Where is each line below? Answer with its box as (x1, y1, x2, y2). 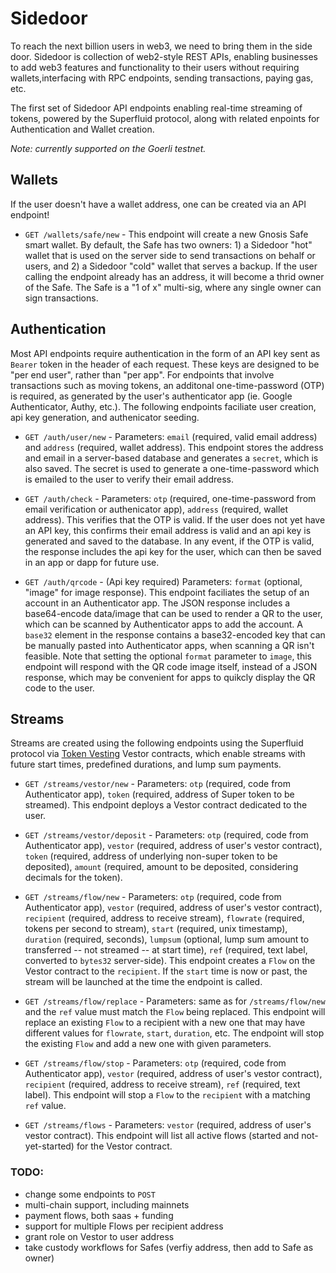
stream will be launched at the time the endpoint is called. (24, 976, 263, 988)
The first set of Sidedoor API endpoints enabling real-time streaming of (10, 102, 303, 114)
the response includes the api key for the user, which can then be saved (24, 545, 322, 557)
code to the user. (24, 682, 95, 694)
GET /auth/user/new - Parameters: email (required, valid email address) (24, 430, 318, 442)
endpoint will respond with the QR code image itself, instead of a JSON (24, 660, 318, 672)
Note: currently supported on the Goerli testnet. (10, 142, 207, 154)
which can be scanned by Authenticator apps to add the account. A (24, 618, 303, 630)
